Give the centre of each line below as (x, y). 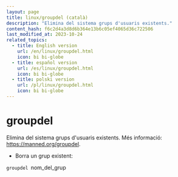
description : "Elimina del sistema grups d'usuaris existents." (89, 23)
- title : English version (45, 46)
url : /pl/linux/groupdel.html (56, 85)
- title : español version (45, 62)
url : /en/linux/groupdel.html (56, 52)
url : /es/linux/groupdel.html (56, 68)
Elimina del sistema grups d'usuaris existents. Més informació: (84, 138)
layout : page (23, 12)
